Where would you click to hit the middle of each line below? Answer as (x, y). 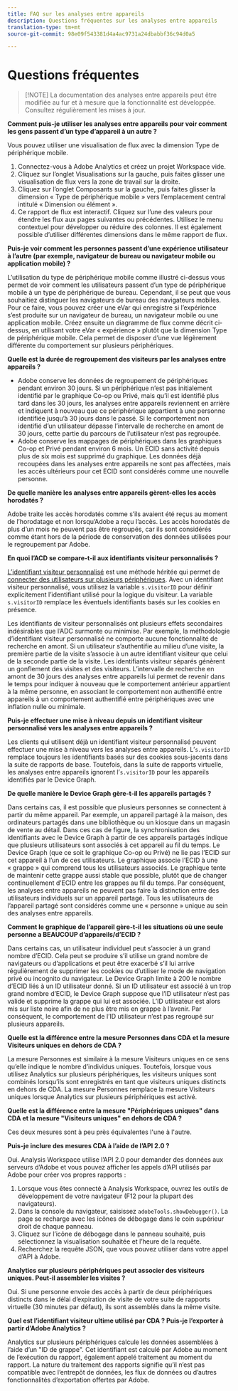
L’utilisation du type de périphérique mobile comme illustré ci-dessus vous (116, 278)
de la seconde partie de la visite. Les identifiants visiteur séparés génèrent (116, 661)
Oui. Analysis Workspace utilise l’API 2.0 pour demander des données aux (115, 1160)
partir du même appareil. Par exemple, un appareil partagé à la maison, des (117, 815)
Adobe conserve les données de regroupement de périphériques (113, 381)
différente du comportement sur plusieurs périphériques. (91, 345)
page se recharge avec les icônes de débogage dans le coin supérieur (121, 1219)
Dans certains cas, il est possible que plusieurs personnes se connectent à (117, 807)
